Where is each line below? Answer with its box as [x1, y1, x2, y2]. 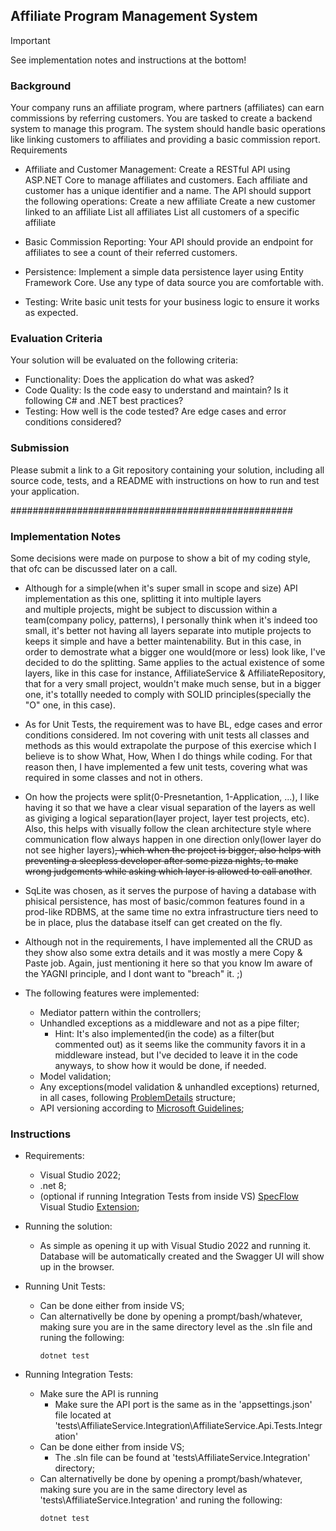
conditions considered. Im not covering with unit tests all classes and [24, 729, 310, 741]
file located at [54, 1409, 112, 1421]
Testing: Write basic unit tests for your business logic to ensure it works [24, 296, 320, 308]
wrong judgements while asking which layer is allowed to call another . [24, 865, 313, 877]
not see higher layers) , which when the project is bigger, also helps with [24, 844, 322, 856]
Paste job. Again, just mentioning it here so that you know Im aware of [24, 957, 313, 969]
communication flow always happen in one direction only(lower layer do [24, 834, 322, 845]
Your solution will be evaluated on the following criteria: [10, 354, 239, 366]
